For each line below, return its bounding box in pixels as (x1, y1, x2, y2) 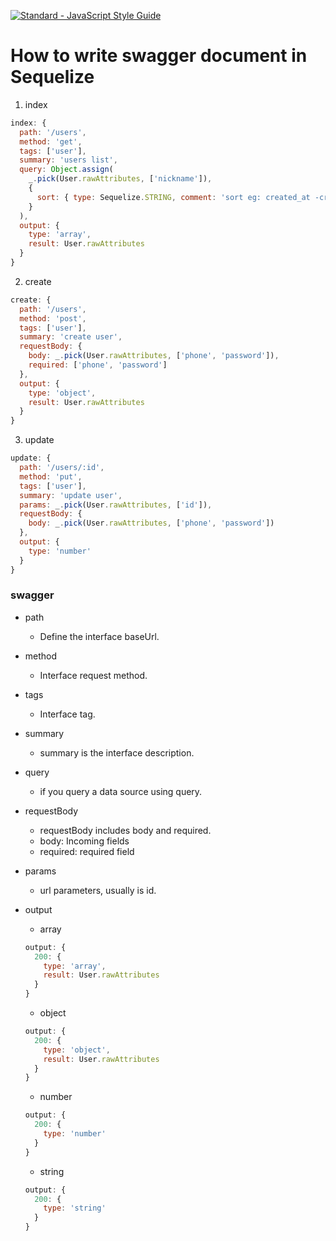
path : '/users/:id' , (19, 463, 105, 473)
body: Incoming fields (39, 835, 130, 847)
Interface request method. (39, 669, 148, 681)
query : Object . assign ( (19, 165, 114, 175)
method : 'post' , (19, 313, 87, 324)
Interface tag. (39, 708, 96, 720)
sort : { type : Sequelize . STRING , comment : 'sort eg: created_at (36, 192, 311, 202)
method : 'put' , (19, 471, 83, 482)
